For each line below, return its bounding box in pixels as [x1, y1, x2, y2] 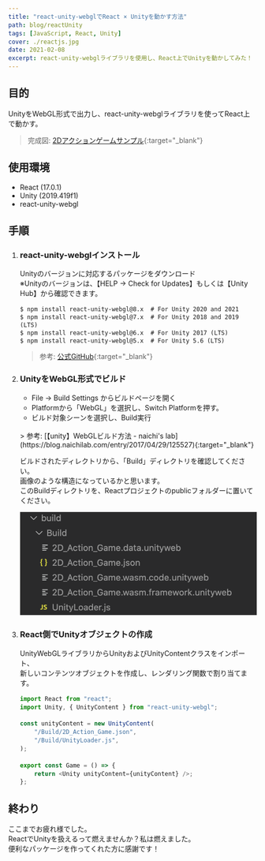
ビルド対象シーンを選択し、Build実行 [31, 413, 151, 422]
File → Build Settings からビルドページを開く [31, 393, 177, 402]
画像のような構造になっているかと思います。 [19, 476, 164, 485]
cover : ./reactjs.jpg [8, 38, 80, 46]
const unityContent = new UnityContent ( [19, 720, 155, 728]
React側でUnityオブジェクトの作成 [19, 629, 153, 640]
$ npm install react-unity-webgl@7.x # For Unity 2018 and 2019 [19, 313, 239, 321]
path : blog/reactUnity [8, 21, 83, 29]
